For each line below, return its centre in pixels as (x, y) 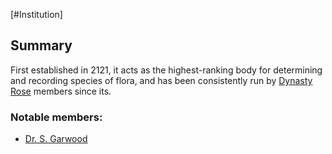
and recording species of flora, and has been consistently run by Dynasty (161, 80)
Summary (41, 45)
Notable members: (56, 117)
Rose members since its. (61, 91)
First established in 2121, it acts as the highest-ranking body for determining (166, 70)
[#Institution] (36, 14)
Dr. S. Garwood (56, 139)
